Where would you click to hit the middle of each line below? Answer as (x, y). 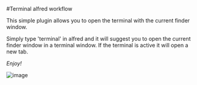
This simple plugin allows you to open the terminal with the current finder (98, 20)
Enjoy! (14, 63)
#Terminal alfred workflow (39, 9)
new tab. (17, 52)
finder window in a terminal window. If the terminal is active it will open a (97, 45)
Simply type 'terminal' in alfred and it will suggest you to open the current (99, 39)
